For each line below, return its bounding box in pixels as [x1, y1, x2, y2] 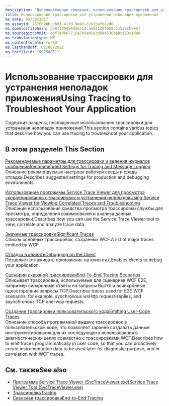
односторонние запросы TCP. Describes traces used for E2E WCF [5, 288, 144, 294]
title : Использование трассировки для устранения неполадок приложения [5, 12, 158, 17]
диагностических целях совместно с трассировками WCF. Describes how [5, 335, 163, 341]
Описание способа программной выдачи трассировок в [5, 319, 127, 325]
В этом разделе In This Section [5, 145, 105, 153]
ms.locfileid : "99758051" [5, 49, 59, 54]
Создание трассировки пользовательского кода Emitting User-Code [5, 309, 150, 315]
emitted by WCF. [5, 242, 40, 248]
